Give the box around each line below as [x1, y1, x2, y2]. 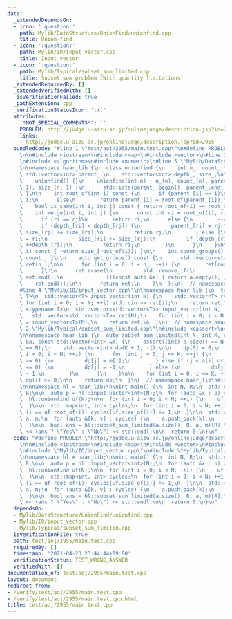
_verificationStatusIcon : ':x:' [13, 107, 107, 113]
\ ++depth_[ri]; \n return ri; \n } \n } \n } [19, 241, 217, 249]
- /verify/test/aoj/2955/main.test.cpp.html [7, 595, 137, 602]
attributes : [13, 113, 48, 120]
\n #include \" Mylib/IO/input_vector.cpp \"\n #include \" [19, 447, 184, 454]
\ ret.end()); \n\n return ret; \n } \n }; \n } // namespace [19, 280, 227, 287]
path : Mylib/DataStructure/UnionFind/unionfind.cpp [19, 29, 171, 37]
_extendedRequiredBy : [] [13, 81, 85, 88]
